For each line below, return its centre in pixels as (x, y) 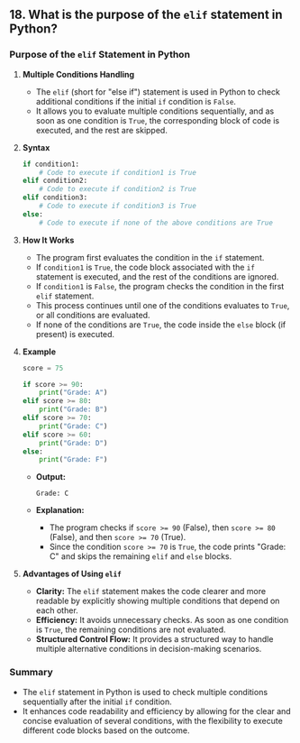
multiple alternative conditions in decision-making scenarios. (149, 649)
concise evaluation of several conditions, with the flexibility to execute (153, 720)
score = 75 (43, 368)
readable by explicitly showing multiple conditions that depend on (158, 601)
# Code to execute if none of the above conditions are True (156, 223)
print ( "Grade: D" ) (73, 443)
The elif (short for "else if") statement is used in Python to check (158, 92)
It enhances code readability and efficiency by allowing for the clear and (156, 711)
